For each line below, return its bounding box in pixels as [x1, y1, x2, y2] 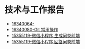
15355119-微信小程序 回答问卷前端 [11, 38, 80, 44]
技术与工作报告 [4, 4, 65, 16]
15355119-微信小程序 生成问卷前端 [11, 33, 80, 38]
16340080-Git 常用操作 [11, 26, 58, 32]
